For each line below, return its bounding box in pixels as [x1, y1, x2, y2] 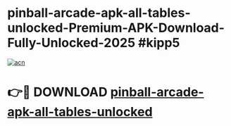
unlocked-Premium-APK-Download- [7, 20, 225, 36]
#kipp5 [138, 35, 180, 51]
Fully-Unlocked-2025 [7, 35, 136, 51]
